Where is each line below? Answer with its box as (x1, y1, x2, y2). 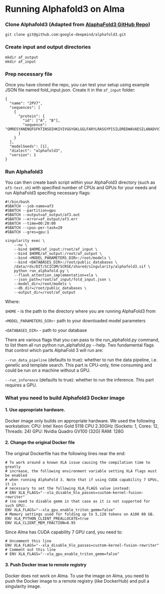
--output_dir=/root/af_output (14, 290, 76, 295)
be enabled (5, 473, 27, 478)
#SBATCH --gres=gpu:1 (5, 230, 50, 235)
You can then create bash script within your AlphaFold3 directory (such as (5, 179, 156, 185)
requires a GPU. (5, 382, 37, 388)
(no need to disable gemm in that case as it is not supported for (9, 499, 151, 504)
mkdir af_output (5, 55, 38, 60)
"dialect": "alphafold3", (9, 148, 63, 153)
